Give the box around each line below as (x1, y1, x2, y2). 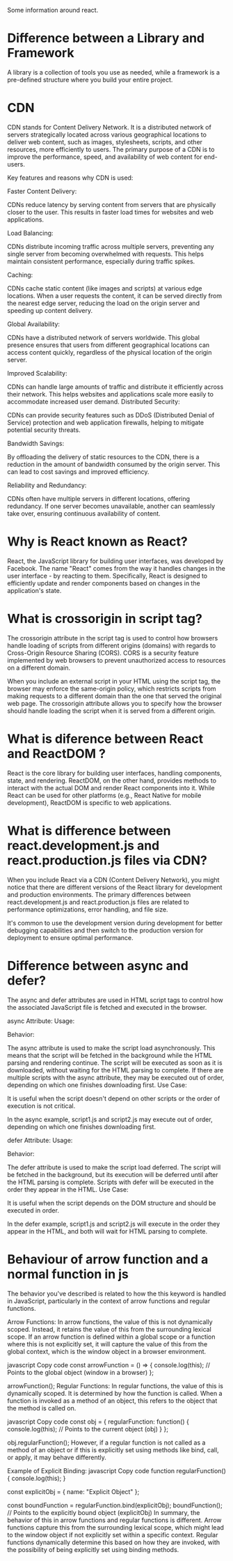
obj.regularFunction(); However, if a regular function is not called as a (7, 1438, 206, 1447)
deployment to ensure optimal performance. (7, 933, 134, 941)
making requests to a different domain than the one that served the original (7, 691, 223, 700)
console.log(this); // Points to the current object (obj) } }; (7, 1424, 169, 1433)
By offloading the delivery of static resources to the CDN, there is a (7, 452, 200, 461)
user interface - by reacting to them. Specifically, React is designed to (7, 571, 208, 580)
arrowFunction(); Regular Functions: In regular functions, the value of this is (7, 1381, 224, 1390)
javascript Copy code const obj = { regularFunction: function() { (7, 1417, 189, 1426)
